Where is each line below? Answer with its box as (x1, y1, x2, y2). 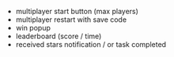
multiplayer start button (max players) (15, 7, 138, 16)
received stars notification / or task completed (15, 40, 167, 49)
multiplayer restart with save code (15, 15, 127, 24)
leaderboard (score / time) (15, 31, 102, 41)
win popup (15, 23, 51, 32)
